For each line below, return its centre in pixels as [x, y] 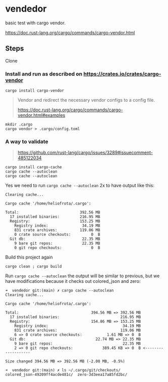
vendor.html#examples [41, 115]
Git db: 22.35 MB [55, 239]
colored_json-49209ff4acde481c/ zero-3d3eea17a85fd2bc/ [66, 375]
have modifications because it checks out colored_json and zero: [73, 281]
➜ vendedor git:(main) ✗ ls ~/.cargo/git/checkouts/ [63, 370]
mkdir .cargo [19, 124]
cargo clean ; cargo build [34, 267]
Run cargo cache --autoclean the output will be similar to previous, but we [82, 276]
